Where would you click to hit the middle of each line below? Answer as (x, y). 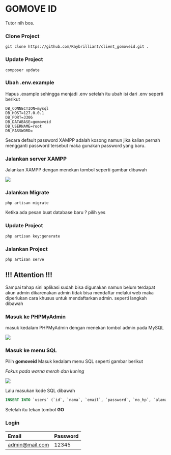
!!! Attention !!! (29, 275)
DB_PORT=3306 (19, 117)
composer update (22, 70)
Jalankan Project (26, 249)
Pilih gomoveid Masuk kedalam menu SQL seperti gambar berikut (74, 361)
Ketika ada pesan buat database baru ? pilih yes (55, 213)
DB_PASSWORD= (19, 131)
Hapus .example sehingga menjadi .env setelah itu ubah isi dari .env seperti (84, 94)
